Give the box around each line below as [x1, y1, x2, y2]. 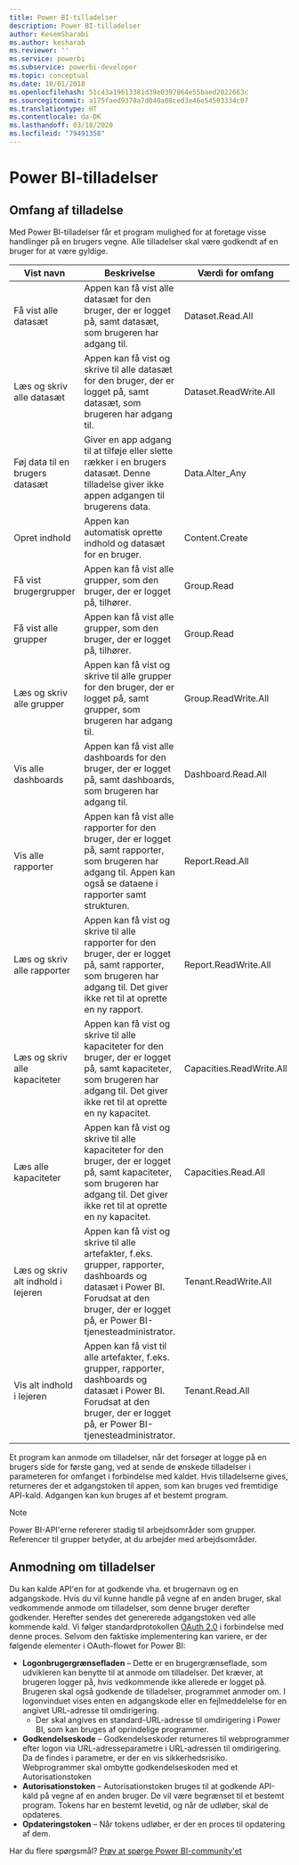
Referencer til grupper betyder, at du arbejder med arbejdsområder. [9, 1533, 257, 1544]
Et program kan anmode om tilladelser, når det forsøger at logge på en [9, 1451, 267, 1463]
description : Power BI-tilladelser [9, 21, 141, 30]
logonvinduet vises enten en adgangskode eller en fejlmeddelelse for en [21, 1696, 287, 1706]
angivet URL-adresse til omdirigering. [21, 1704, 159, 1715]
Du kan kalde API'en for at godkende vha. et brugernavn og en [9, 1583, 238, 1594]
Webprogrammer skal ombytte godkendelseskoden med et [21, 1762, 238, 1772]
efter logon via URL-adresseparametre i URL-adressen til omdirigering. [21, 1743, 282, 1754]
